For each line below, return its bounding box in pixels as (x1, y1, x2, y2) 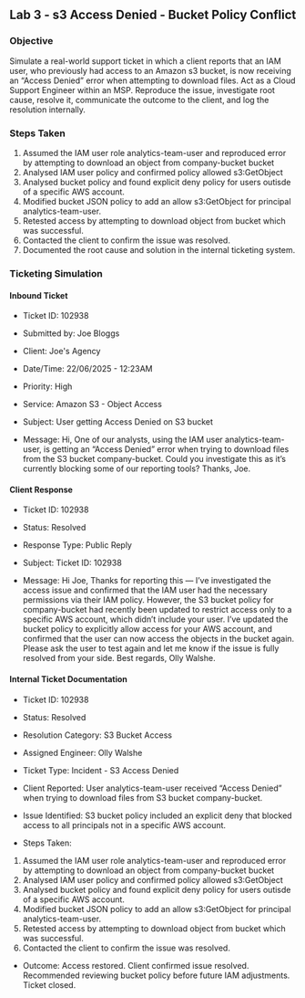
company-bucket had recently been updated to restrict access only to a (22, 604, 292, 615)
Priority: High (22, 381, 73, 392)
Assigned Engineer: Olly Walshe (22, 747, 143, 758)
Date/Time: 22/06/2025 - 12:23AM (22, 363, 153, 374)
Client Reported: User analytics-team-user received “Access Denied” (22, 783, 282, 793)
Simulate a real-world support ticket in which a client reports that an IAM (9, 55, 282, 67)
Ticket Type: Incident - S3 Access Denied (22, 764, 179, 775)
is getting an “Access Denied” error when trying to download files (43, 444, 290, 455)
